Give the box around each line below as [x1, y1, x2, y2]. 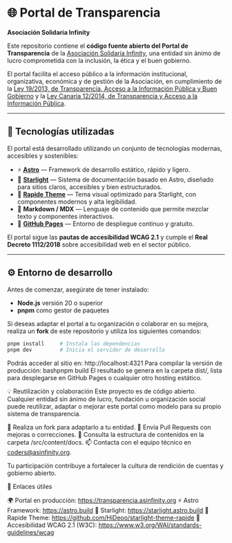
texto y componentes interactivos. [17, 212, 115, 220]
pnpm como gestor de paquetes [17, 306, 110, 314]
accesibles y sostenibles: [7, 151, 79, 160]
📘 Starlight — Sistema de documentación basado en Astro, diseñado [17, 175, 214, 184]
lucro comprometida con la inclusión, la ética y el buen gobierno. [7, 56, 192, 64]
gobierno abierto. [7, 469, 57, 477]
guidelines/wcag [7, 528, 55, 537]
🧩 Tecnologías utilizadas [7, 126, 115, 138]
